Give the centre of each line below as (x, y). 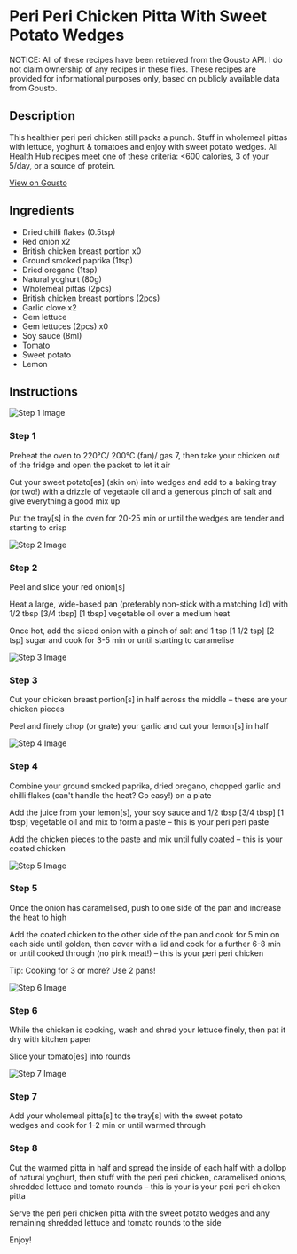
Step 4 (23, 766)
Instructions (43, 392)
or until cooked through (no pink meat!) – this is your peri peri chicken (137, 953)
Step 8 (23, 1148)
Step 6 (23, 1010)
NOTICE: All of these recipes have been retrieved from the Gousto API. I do (146, 59)
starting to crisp (38, 527)
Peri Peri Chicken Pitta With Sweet (138, 16)
